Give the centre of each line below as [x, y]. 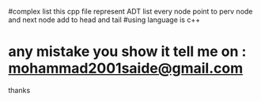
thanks [19, 90]
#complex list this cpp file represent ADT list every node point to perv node [130, 11]
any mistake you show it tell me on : [127, 52]
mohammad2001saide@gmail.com [126, 68]
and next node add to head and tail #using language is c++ [104, 20]
